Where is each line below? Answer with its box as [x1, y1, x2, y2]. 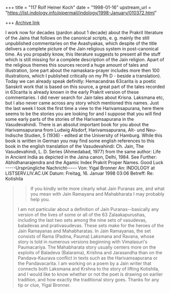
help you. [30, 196, 50, 202]
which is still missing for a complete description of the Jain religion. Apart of [5, 57, 164, 63]
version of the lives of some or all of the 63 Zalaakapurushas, [17, 211, 146, 218]
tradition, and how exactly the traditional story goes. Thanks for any [17, 277, 159, 282]
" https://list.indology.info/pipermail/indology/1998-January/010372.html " [5, 10, 157, 16]
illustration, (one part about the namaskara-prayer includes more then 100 [5, 67, 160, 73]
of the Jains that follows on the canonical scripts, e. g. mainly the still [5, 35, 150, 41]
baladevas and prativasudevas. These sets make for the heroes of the [17, 223, 164, 228]
